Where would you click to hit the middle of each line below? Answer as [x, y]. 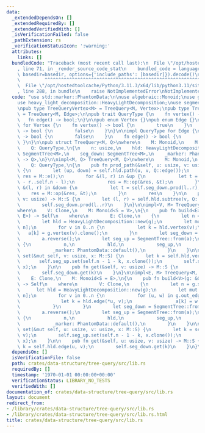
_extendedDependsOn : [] [42, 18]
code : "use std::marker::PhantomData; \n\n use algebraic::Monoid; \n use [103, 97]
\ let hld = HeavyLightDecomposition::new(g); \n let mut [108, 290]
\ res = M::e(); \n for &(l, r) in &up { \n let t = [108, 177]
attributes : [27, 52]
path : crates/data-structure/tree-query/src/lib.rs [79, 363]
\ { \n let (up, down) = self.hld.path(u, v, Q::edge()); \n [103, 171]
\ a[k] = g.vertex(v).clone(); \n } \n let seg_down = [108, 233]
